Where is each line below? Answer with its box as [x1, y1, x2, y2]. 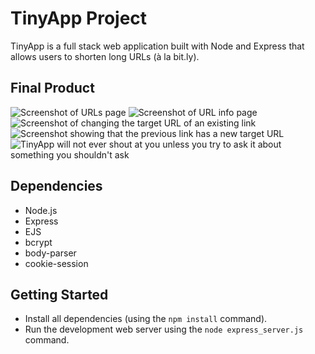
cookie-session [24, 257, 89, 269]
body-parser [24, 247, 77, 259]
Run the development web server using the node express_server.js [24, 323, 304, 336]
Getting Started [10, 286, 109, 303]
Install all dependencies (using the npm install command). [24, 313, 268, 325]
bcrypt [24, 236, 53, 248]
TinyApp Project [10, 7, 148, 30]
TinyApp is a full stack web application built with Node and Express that [10, 40, 305, 52]
